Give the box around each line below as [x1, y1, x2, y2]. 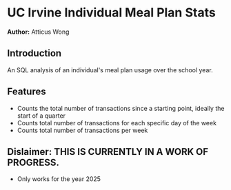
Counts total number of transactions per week [17, 126, 148, 134]
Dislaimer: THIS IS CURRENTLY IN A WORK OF [7, 146, 209, 158]
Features [7, 86, 46, 98]
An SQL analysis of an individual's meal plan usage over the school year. [7, 65, 213, 74]
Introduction [7, 47, 62, 59]
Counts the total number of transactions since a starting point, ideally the [17, 104, 225, 112]
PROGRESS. [7, 156, 60, 168]
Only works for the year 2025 [17, 175, 101, 183]
